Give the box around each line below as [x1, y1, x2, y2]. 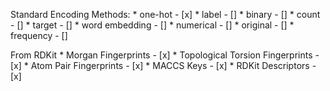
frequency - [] [10, 30, 68, 41]
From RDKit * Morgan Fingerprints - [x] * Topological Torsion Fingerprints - [10, 49, 320, 61]
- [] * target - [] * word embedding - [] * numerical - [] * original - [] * [10, 19, 295, 31]
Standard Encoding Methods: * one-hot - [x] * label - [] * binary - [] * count [10, 9, 321, 20]
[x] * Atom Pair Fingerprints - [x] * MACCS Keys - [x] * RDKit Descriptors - [10, 60, 317, 71]
